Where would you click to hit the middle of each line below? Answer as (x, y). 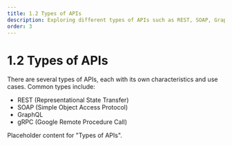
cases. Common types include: (51, 87)
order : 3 (20, 26)
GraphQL (30, 115)
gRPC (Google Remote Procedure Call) (72, 122)
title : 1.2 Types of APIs (44, 13)
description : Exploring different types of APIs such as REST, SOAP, (109, 20)
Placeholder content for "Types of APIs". (65, 136)
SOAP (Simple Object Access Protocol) (72, 107)
